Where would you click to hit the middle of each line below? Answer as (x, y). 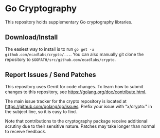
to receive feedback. (26, 131)
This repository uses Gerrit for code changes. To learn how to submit (74, 86)
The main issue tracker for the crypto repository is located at (66, 101)
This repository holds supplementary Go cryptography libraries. (69, 22)
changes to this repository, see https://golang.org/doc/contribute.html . (76, 92)
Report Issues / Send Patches (51, 75)
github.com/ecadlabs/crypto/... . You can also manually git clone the (74, 54)
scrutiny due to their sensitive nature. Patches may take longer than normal (80, 126)
